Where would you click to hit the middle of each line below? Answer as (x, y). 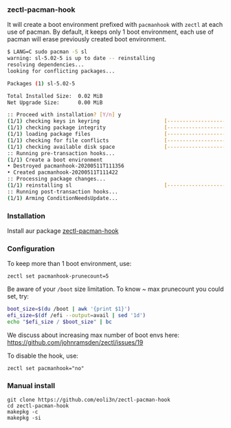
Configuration (31, 248)
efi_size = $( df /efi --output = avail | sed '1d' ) (77, 316)
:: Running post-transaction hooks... (63, 192)
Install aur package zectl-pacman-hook (63, 231)
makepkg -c (23, 412)
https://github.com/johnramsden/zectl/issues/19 (75, 342)
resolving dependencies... (46, 65)
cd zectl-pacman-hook (38, 406)
